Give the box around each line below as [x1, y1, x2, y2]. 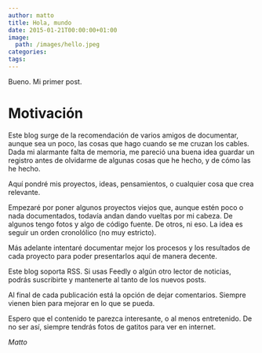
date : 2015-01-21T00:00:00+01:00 [8, 26, 118, 34]
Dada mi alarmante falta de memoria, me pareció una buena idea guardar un [8, 147, 255, 156]
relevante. [8, 187, 41, 197]
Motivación [8, 105, 84, 123]
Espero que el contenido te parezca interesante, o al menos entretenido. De [8, 314, 253, 323]
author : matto [8, 11, 55, 20]
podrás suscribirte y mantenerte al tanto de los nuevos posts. [8, 274, 206, 284]
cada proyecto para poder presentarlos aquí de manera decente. [8, 251, 218, 260]
